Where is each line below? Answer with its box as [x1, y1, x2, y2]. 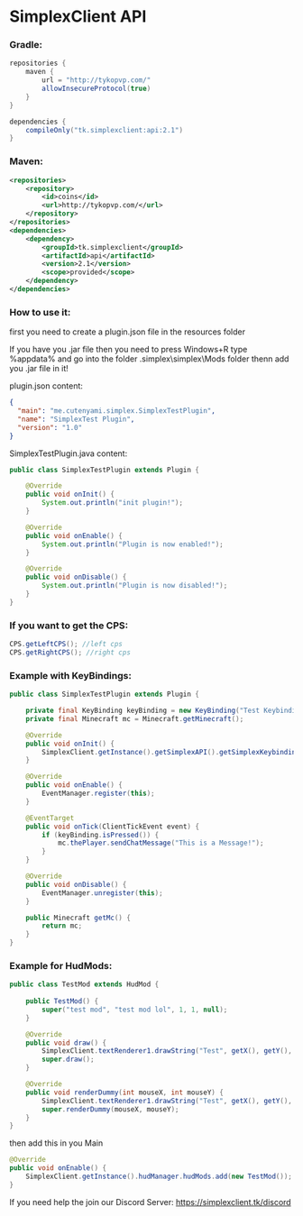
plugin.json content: [9, 380, 84, 391]
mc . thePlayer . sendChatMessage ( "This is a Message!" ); [57, 838, 264, 848]
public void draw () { [25, 1038, 106, 1047]
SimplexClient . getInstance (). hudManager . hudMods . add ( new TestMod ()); [25, 1172, 293, 1182]
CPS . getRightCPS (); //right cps [9, 648, 131, 657]
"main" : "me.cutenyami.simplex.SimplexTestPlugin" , [17, 407, 216, 416]
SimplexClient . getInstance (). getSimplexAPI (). [41, 747, 220, 756]
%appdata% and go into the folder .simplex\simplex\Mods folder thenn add [9, 353, 289, 364]
